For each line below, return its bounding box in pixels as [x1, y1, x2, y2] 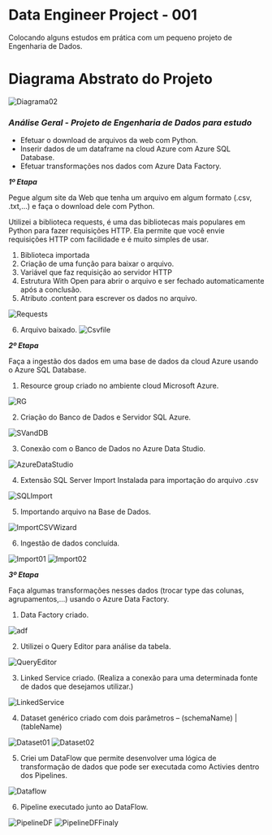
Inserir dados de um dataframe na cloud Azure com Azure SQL [19, 144, 231, 154]
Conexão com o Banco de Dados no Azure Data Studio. [19, 444, 205, 454]
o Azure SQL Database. [8, 365, 87, 375]
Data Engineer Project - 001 [8, 6, 197, 24]
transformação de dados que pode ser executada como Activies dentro [19, 762, 260, 772]
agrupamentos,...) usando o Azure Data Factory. [8, 594, 170, 604]
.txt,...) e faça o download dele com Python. [8, 202, 155, 211]
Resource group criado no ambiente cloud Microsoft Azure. [19, 381, 219, 391]
